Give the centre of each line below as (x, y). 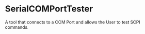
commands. (17, 27)
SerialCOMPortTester (49, 9)
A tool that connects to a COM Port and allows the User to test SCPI (73, 22)
